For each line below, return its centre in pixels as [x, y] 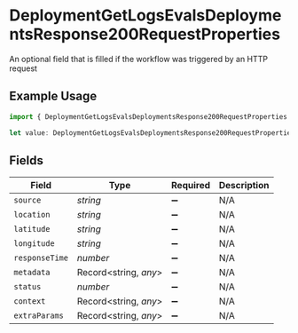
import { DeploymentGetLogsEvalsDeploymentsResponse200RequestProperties [149, 116]
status [27, 287]
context [30, 301]
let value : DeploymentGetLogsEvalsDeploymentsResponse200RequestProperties [152, 133]
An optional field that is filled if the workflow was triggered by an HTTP [139, 59]
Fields [27, 160]
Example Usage [53, 96]
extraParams [39, 316]
